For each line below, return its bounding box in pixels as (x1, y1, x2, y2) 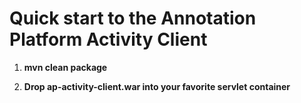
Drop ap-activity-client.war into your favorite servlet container (23, 80, 291, 92)
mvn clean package (23, 61, 108, 73)
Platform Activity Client (9, 28, 208, 51)
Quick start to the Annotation (9, 7, 257, 30)
